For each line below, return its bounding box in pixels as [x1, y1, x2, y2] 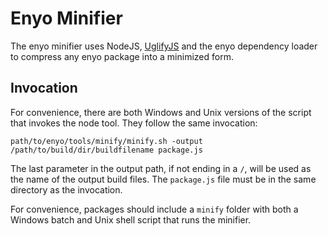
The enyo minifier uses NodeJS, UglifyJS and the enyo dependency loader [10, 40, 318, 52]
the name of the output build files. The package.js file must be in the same [10, 173, 317, 185]
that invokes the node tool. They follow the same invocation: [10, 117, 258, 129]
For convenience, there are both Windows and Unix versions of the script [10, 106, 312, 118]
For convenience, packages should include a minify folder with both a [10, 203, 299, 215]
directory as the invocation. [10, 183, 123, 196]
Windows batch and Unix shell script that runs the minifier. [10, 213, 252, 226]
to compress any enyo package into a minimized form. [10, 50, 234, 62]
